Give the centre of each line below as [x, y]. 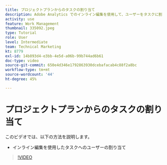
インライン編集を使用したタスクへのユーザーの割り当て [69, 147]
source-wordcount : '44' [30, 75]
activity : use [20, 19]
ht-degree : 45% [21, 79]
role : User [16, 38]
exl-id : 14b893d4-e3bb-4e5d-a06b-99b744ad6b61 [54, 56]
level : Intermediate [27, 42]
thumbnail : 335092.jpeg [30, 28]
